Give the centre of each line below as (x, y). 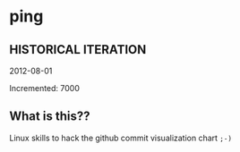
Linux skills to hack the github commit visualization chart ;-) (121, 138)
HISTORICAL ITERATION (78, 50)
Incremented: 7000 (45, 88)
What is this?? (50, 117)
